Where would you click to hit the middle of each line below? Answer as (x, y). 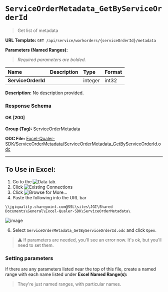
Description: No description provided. (44, 93)
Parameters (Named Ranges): (37, 50)
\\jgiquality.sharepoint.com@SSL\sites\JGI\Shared (59, 207)
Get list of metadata (38, 30)
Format (113, 72)
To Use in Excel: (30, 170)
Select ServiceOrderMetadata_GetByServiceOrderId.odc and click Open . (84, 230)
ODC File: (15, 139)
